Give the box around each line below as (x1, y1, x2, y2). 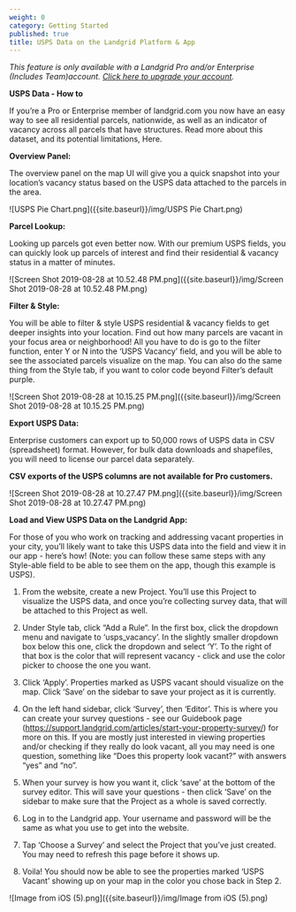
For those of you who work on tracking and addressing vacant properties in (9, 532, 285, 542)
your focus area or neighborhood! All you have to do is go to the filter (9, 337, 261, 348)
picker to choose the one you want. (21, 660, 151, 671)
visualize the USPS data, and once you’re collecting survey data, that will (21, 596, 287, 607)
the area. (9, 187, 42, 197)
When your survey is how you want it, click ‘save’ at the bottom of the (21, 778, 276, 788)
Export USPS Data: (9, 418, 80, 429)
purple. (9, 374, 35, 385)
